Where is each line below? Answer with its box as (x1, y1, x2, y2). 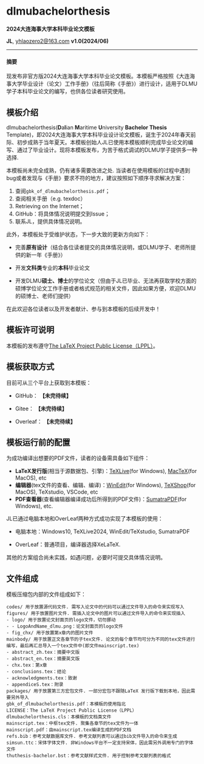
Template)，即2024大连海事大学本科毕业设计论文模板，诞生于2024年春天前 (6, 131, 196, 138)
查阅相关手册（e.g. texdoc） (15, 195, 86, 202)
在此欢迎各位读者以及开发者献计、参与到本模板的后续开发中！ (6, 305, 161, 312)
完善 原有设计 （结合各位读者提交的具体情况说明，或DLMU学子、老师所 (15, 244, 191, 251)
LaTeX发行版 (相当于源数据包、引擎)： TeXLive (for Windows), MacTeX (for (15, 468, 197, 475)
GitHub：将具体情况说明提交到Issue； (15, 210, 110, 217)
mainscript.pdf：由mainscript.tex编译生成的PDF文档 (6, 727, 132, 733)
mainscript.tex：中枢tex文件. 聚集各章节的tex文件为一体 (6, 720, 138, 727)
